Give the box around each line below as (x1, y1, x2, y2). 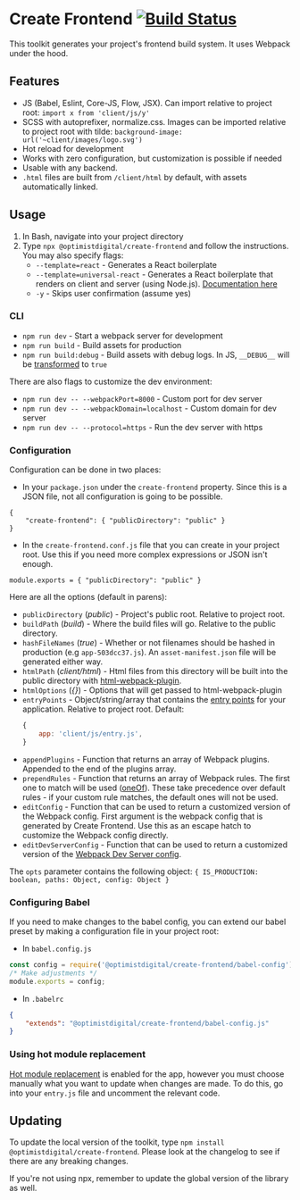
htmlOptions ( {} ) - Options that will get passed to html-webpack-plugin (21, 685, 283, 696)
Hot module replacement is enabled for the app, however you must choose (9, 1068, 285, 1079)
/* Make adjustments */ (9, 969, 98, 978)
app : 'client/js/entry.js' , (38, 729, 143, 738)
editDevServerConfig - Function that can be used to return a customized (21, 839, 288, 850)
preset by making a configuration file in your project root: (9, 926, 220, 937)
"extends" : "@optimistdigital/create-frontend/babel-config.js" (25, 1019, 270, 1028)
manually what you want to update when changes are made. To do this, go (9, 1078, 284, 1088)
